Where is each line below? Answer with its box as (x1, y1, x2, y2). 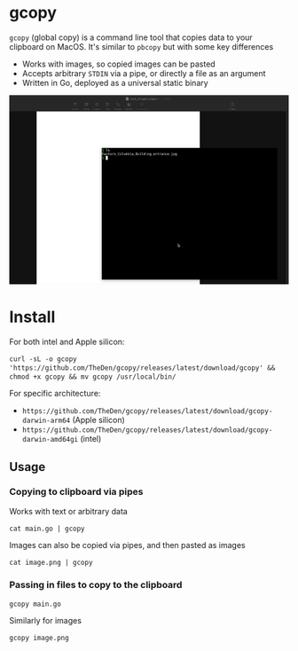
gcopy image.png (9, 633, 69, 643)
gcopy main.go (9, 600, 62, 609)
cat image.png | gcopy (9, 558, 93, 567)
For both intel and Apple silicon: (9, 336, 125, 348)
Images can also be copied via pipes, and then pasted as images (9, 539, 246, 550)
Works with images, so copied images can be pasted (21, 59, 216, 69)
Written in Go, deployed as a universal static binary (21, 77, 208, 88)
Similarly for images (9, 616, 82, 626)
